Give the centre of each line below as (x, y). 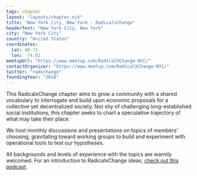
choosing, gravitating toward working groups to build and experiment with (96, 137)
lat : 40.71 (25, 50)
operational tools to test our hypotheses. (55, 143)
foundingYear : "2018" (33, 77)
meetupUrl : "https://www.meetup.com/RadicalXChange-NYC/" (79, 61)
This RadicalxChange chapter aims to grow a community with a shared (92, 94)
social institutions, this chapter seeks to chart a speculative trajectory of (94, 113)
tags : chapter (24, 11)
